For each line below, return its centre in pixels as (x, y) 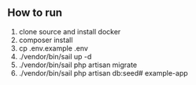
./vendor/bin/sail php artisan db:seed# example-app (103, 73)
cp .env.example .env (53, 48)
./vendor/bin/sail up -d (55, 56)
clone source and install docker (70, 31)
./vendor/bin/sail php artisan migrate (78, 65)
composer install (46, 40)
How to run (35, 13)
